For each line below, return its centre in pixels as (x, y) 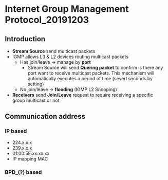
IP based (16, 131)
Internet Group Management (67, 9)
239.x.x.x (22, 148)
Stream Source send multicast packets (54, 51)
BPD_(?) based (23, 172)
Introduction (25, 39)
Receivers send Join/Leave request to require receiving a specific (83, 95)
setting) (36, 84)
